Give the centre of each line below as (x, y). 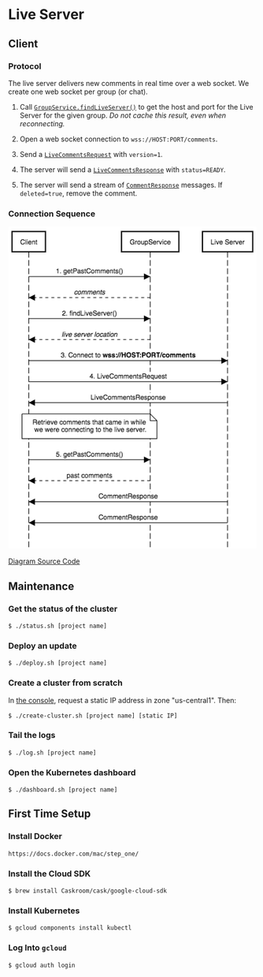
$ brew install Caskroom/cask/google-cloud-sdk (88, 891)
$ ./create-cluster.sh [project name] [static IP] (93, 716)
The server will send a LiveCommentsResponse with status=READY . (122, 169)
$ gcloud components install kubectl (70, 928)
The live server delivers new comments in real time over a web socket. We (129, 83)
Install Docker (35, 837)
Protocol (25, 66)
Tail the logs (32, 736)
